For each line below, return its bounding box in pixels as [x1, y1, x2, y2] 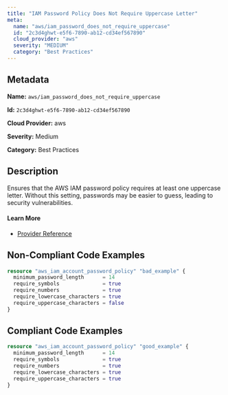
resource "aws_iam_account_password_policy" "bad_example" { [7, 268, 186, 275]
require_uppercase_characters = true [13, 375, 122, 382]
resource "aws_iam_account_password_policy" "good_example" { [7, 343, 189, 350]
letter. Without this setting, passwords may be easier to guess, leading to [7, 191, 214, 200]
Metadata [7, 74, 49, 86]
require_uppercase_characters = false [13, 299, 125, 306]
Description [7, 166, 58, 178]
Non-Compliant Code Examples [7, 249, 146, 261]
